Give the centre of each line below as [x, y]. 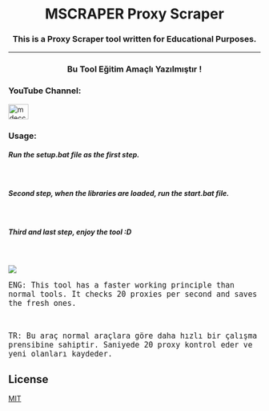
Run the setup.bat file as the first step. [74, 155]
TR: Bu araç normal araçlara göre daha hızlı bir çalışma [133, 336]
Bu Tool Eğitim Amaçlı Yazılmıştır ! [134, 69]
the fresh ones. [42, 303]
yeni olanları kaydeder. [60, 354]
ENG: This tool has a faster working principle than [121, 285]
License [28, 379]
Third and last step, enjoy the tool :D [70, 232]
